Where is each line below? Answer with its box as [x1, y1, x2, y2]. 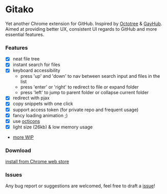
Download [5, 147, 32, 154]
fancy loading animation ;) [12, 112, 68, 118]
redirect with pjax [12, 95, 50, 101]
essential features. [5, 31, 45, 37]
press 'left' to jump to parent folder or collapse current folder [20, 90, 149, 96]
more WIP [12, 134, 34, 140]
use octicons [12, 118, 40, 124]
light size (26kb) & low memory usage [12, 124, 93, 130]
